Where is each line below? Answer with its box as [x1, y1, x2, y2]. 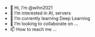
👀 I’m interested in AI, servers [10, 10, 71, 16]
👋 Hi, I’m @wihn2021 [10, 5, 53, 10]
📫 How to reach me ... [10, 26, 57, 32]
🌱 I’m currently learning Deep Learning [10, 15, 90, 21]
